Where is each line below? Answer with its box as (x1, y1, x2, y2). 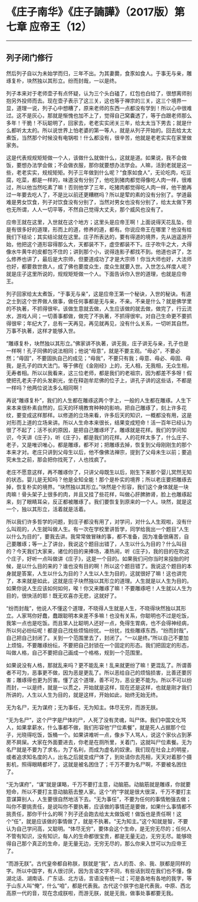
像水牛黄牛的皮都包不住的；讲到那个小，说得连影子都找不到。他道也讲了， (6, 248, 187, 255)
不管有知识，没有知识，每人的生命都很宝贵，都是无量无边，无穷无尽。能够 (6, 832, 187, 839)
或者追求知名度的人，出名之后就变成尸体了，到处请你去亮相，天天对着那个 (6, 753, 187, 761)
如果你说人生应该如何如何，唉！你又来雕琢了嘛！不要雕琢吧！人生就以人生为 (6, 584, 192, 592)
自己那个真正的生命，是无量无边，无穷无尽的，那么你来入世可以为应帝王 (11, 840, 187, 847)
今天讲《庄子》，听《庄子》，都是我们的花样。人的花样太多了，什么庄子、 (16, 433, 192, 441)
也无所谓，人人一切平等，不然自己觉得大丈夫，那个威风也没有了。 (6, 205, 166, 213)
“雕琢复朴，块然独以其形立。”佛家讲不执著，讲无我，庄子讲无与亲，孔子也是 (6, 340, 189, 347)
